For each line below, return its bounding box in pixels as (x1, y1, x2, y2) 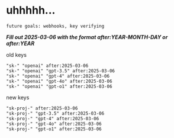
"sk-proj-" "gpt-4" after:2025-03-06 (6, 115, 99, 121)
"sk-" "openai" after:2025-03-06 (6, 63, 89, 69)
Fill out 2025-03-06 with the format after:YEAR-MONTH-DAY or (6, 33, 168, 40)
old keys (6, 51, 27, 58)
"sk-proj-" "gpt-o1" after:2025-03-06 (6, 126, 102, 132)
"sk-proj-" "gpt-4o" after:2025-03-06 (6, 121, 102, 127)
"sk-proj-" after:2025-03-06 (6, 105, 78, 111)
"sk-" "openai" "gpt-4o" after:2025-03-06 (6, 78, 112, 84)
